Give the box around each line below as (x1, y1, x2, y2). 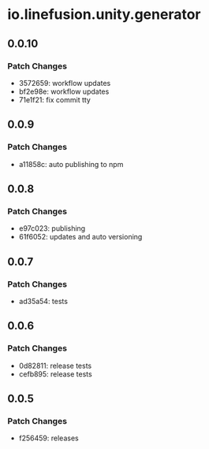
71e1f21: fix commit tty (18, 95, 91, 104)
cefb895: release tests (18, 369, 92, 379)
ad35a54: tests (18, 296, 69, 306)
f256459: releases (18, 433, 80, 443)
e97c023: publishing (18, 224, 86, 233)
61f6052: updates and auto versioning (18, 232, 143, 242)
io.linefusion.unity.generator (7, 6, 201, 24)
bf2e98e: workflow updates (18, 87, 110, 96)
